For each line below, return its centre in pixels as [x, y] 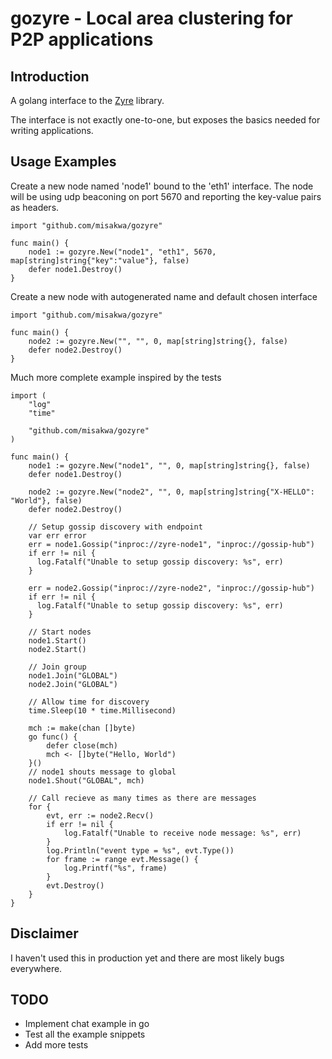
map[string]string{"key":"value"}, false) [100, 260]
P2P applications [82, 39]
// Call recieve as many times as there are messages [142, 798]
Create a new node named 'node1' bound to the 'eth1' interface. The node [162, 186]
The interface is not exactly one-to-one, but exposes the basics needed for [165, 120]
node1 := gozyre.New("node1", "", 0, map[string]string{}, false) [169, 465]
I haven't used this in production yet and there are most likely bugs [147, 958]
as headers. [35, 207]
